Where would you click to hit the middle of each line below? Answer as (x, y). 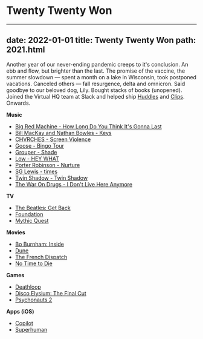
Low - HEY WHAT (37, 159)
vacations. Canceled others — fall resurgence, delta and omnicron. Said (96, 84)
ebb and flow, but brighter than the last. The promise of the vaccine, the (96, 71)
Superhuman (31, 329)
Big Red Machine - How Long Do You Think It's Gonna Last (88, 126)
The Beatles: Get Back (43, 208)
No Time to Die (34, 263)
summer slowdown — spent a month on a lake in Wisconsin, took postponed (101, 77)
